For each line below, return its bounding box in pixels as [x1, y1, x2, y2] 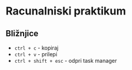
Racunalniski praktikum [5, 4, 127, 18]
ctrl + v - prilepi [14, 51, 58, 58]
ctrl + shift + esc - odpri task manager [14, 57, 118, 64]
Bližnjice [5, 28, 39, 39]
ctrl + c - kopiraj [14, 44, 58, 51]
